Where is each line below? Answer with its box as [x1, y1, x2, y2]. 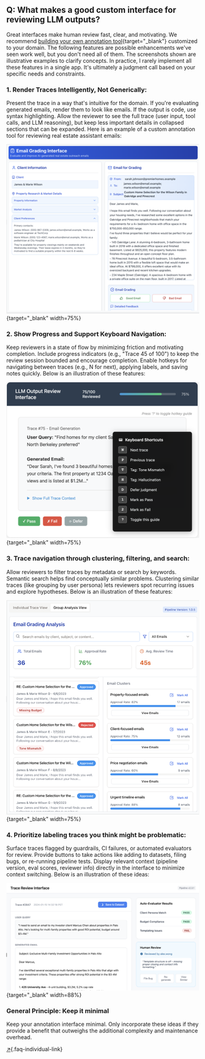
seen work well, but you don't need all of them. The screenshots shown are [6, 50, 196, 58]
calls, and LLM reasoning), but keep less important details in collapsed [6, 119, 184, 127]
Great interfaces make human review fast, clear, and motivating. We [6, 31, 177, 38]
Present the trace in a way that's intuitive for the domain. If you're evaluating [6, 100, 199, 107]
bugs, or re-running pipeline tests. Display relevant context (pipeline [6, 857, 178, 865]
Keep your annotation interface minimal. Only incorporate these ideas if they [6, 1020, 199, 1028]
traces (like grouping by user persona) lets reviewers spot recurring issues [6, 581, 195, 589]
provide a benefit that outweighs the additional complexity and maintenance [6, 1027, 198, 1034]
